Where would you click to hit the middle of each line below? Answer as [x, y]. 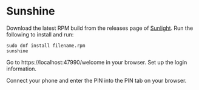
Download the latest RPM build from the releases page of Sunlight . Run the [100, 28]
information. [22, 69]
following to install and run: [40, 34]
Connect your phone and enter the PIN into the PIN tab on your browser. [96, 80]
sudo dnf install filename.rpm [46, 46]
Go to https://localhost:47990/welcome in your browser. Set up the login [97, 62]
